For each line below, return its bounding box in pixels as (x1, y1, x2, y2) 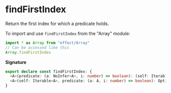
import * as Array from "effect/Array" (5, 40, 90, 45)
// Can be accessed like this (5, 45, 70, 50)
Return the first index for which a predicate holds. (5, 20, 109, 27)
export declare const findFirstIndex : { (5, 69, 93, 74)
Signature (5, 59, 27, 65)
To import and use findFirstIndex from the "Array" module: (5, 30, 131, 36)
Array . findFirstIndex (5, 50, 51, 55)
